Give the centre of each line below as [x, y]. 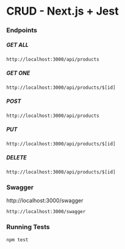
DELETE [17, 157]
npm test [17, 240]
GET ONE [18, 73]
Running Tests [28, 227]
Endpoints [22, 30]
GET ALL [18, 44]
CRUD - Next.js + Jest [62, 11]
